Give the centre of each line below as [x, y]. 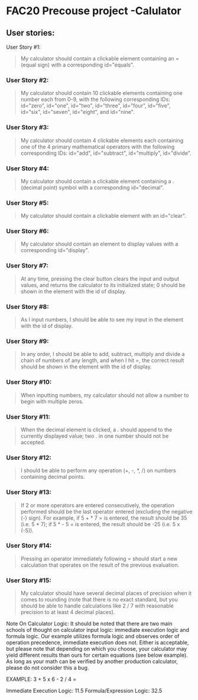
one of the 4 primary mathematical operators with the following [98, 147]
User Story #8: [27, 307]
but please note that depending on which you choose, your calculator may [97, 649]
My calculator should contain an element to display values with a [99, 244]
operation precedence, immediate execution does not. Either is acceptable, [98, 642]
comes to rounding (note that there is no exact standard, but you [99, 600]
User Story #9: [27, 341]
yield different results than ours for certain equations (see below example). [97, 655]
